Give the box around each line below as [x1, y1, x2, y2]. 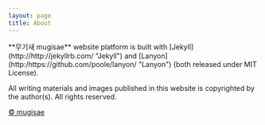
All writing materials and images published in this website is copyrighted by [8, 83, 255, 92]
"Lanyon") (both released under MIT [138, 59, 257, 68]
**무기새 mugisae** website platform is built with [8, 41, 168, 52]
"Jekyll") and [95, 51, 138, 61]
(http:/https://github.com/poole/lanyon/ [8, 59, 137, 68]
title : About [8, 19, 52, 27]
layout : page [8, 11, 52, 20]
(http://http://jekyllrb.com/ [8, 51, 94, 61]
